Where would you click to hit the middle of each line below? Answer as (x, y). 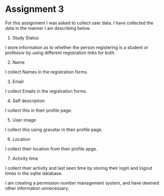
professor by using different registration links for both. (60, 53)
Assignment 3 (35, 9)
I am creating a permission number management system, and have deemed (82, 183)
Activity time (25, 158)
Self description (28, 101)
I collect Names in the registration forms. (47, 72)
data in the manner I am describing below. (48, 28)
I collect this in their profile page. (39, 110)
